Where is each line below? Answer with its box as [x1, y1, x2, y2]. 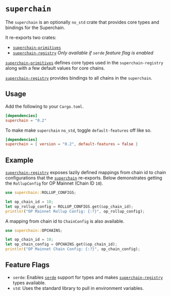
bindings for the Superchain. [5, 24, 65, 31]
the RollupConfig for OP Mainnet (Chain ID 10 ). [5, 180, 104, 186]
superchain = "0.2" [5, 118, 47, 123]
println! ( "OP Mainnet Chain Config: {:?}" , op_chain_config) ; [5, 246, 140, 252]
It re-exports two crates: [5, 34, 57, 40]
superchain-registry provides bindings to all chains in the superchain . [5, 75, 153, 81]
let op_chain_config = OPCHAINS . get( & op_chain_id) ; [5, 242, 117, 247]
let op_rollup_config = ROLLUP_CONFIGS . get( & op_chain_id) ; [5, 204, 134, 209]
